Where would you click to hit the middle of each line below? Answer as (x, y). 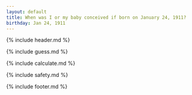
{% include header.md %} (38, 40)
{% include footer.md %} (37, 87)
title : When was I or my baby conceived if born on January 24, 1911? (96, 17)
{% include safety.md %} (37, 75)
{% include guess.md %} (37, 52)
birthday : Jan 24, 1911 (36, 23)
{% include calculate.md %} (41, 63)
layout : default (26, 12)
